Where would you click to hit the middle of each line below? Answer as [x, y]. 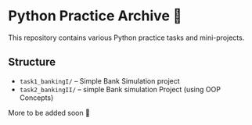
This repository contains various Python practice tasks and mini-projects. [126, 37]
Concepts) [36, 98]
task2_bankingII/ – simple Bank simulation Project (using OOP [120, 89]
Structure [32, 62]
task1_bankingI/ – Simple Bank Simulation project [99, 80]
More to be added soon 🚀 [49, 112]
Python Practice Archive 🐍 [95, 16]
